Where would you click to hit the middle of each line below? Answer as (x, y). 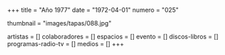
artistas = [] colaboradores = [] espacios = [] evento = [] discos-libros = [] (113, 36)
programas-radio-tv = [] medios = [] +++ (66, 44)
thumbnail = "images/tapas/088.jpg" (59, 23)
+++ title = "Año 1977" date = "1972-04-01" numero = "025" (93, 10)
